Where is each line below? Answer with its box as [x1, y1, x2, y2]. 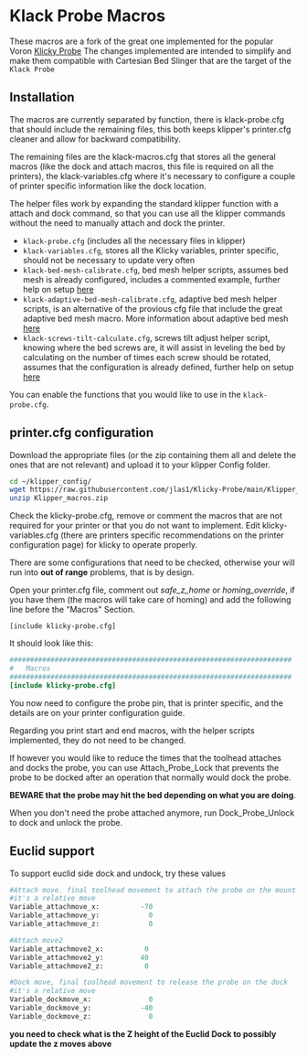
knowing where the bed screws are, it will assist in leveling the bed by [22, 342, 286, 353]
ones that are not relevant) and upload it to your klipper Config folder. [9, 459, 271, 470]
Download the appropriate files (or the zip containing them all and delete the [9, 449, 297, 460]
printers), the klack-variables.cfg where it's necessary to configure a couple [9, 170, 296, 181]
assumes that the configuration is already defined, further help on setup [22, 361, 294, 372]
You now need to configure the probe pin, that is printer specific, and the [9, 697, 283, 709]
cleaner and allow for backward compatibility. [9, 134, 181, 144]
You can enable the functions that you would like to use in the [9, 389, 241, 400]
